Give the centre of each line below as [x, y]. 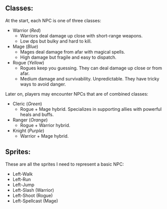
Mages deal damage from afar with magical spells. [72, 52]
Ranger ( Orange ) [30, 120]
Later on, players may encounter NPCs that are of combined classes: [77, 94]
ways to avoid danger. [43, 84]
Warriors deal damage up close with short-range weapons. [81, 35]
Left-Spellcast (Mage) [35, 201]
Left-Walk [22, 174]
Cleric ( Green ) [27, 104]
